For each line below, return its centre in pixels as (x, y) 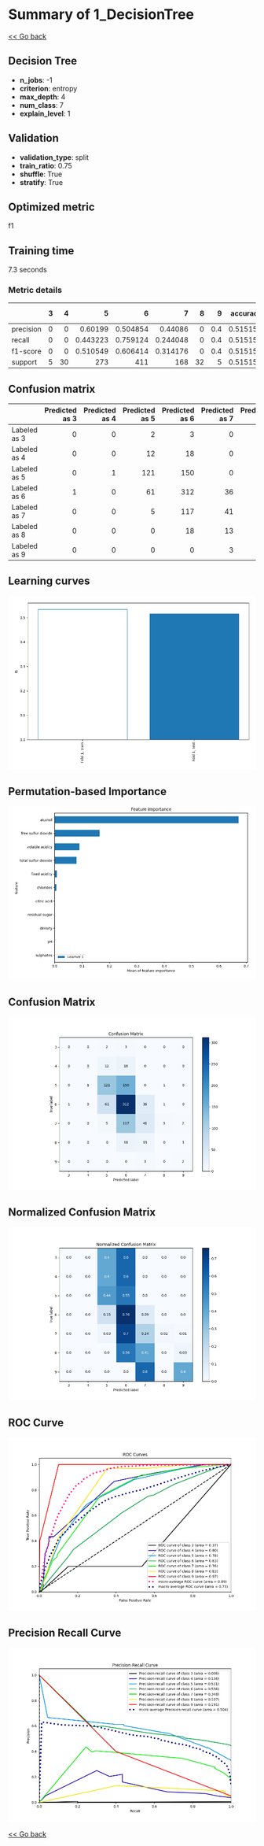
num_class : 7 (42, 105)
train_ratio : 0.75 (46, 165)
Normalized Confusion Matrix (82, 1213)
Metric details (35, 290)
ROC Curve (36, 1422)
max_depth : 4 (42, 97)
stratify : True (41, 182)
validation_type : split (54, 157)
